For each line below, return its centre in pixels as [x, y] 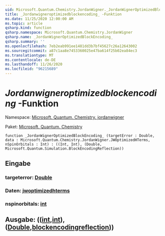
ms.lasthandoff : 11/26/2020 [34, 64]
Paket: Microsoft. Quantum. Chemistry [44, 127]
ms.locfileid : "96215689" [31, 69]
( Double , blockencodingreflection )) [60, 227]
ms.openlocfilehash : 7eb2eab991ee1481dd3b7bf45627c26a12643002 [71, 46]
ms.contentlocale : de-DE [30, 60]
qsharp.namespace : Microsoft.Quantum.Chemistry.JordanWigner [69, 32]
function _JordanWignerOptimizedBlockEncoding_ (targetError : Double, [80, 135]
